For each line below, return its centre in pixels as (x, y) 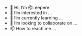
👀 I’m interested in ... (31, 13)
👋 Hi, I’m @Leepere (30, 8)
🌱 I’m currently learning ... (36, 18)
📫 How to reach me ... (33, 28)
